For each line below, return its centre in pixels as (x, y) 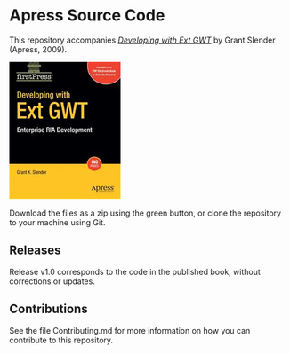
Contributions (48, 309)
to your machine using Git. (57, 222)
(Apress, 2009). (38, 49)
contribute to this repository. (61, 340)
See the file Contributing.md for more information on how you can (130, 330)
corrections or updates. (52, 281)
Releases (35, 251)
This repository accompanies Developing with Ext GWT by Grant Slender (142, 40)
